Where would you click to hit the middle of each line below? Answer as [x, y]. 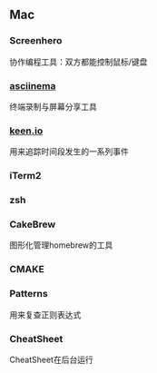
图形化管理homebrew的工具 [61, 245]
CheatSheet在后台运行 [51, 359]
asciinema [33, 85]
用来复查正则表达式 [45, 314]
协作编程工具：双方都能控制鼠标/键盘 [78, 62]
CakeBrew [33, 224]
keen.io [26, 131]
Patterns [29, 294]
